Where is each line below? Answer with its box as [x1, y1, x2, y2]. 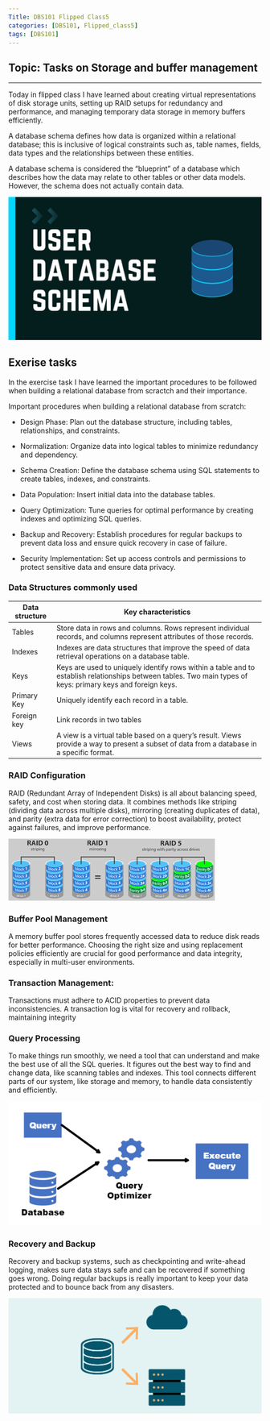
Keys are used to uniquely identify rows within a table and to [55, 663, 256, 672]
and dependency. [19, 450, 79, 459]
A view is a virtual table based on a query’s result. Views [55, 730, 242, 740]
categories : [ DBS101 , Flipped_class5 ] [8, 21, 138, 30]
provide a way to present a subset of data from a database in [55, 738, 257, 749]
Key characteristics [124, 607, 191, 617]
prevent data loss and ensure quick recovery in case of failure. [19, 538, 227, 547]
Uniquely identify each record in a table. [55, 695, 189, 704]
